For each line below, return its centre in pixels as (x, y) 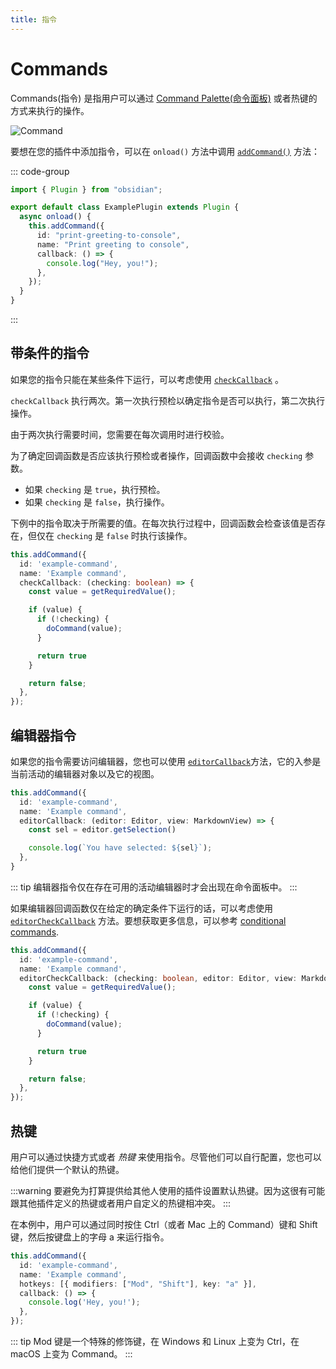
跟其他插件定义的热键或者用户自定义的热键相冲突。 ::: (121, 1203)
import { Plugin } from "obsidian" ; (86, 189)
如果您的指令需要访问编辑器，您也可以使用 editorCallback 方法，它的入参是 (166, 761)
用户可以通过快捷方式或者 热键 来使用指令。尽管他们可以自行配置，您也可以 (166, 1157)
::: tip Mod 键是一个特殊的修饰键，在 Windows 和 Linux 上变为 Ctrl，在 (155, 1341)
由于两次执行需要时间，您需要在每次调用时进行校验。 (120, 434)
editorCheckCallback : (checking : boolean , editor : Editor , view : (158, 978)
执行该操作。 (166, 535)
